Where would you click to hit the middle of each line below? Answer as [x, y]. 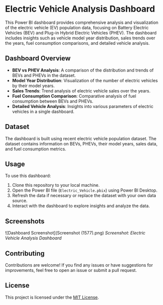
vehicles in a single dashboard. [43, 111]
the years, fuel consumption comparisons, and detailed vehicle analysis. [77, 43]
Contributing [25, 253]
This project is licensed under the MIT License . [52, 297]
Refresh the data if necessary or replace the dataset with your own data [84, 196]
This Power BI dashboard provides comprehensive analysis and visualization [82, 22]
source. [20, 201]
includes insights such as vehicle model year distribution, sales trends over [80, 38]
